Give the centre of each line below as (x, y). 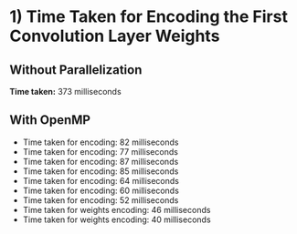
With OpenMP (50, 120)
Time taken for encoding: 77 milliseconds (100, 151)
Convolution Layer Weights (115, 36)
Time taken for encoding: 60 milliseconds (101, 190)
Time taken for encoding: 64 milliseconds (101, 180)
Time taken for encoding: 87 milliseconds (101, 161)
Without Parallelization (76, 70)
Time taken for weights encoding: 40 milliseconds (117, 219)
